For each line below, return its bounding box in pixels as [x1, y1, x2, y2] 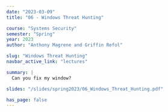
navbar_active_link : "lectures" [6, 58, 88, 64]
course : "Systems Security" [6, 25, 77, 31]
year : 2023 [6, 37, 34, 43]
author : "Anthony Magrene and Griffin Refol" [6, 42, 123, 48]
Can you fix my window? [11, 75, 71, 81]
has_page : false [6, 97, 47, 103]
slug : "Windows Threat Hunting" [6, 53, 88, 59]
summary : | [6, 69, 34, 75]
